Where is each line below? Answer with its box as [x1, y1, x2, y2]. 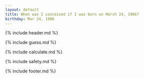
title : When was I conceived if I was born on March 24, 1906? [5, 12, 140, 17]
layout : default [5, 7, 39, 12]
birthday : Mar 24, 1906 [5, 16, 55, 21]
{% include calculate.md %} [5, 49, 63, 55]
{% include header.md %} [5, 30, 58, 36]
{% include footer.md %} [5, 68, 56, 74]
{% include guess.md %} [5, 39, 56, 45]
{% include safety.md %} [5, 59, 57, 65]
